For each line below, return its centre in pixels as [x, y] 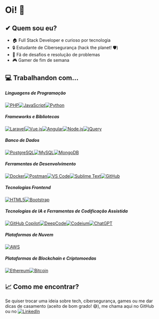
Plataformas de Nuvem [29, 235]
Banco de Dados [22, 140]
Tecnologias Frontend [28, 187]
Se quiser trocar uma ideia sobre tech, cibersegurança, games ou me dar [79, 301]
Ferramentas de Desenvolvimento [40, 163]
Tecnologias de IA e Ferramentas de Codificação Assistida [66, 211]
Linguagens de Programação [36, 93]
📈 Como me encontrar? [42, 287]
